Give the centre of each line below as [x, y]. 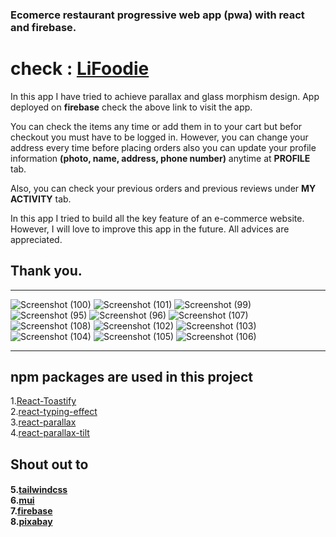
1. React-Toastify [43, 401]
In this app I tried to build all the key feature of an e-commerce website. [157, 218]
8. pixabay [31, 522]
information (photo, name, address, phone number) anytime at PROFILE [160, 158]
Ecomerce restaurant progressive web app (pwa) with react [157, 15]
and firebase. [43, 27]
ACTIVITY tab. [41, 199]
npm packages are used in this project [131, 377]
